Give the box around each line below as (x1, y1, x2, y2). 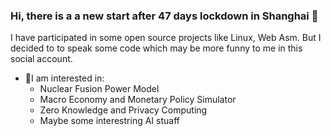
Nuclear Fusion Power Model (39, 83, 160, 95)
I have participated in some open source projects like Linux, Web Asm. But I (10, 32, 322, 44)
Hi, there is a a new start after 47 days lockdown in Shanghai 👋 (10, 9, 319, 23)
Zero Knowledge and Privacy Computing (39, 104, 208, 116)
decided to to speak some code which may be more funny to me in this (10, 42, 303, 54)
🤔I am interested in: (24, 72, 105, 84)
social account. (10, 53, 73, 65)
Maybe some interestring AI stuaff (39, 115, 180, 127)
